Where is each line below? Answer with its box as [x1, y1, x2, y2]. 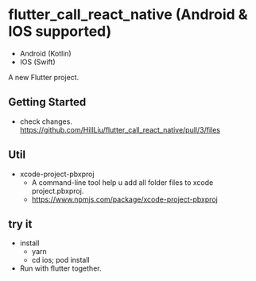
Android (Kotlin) [19, 48, 72, 58]
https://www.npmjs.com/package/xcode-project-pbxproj [31, 194, 219, 204]
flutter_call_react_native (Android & [8, 6, 248, 24]
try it [8, 217, 33, 231]
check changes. [19, 117, 73, 126]
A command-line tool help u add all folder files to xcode [31, 177, 214, 187]
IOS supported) [8, 22, 112, 40]
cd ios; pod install [31, 256, 90, 265]
